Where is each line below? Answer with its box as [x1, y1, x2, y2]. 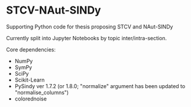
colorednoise [14, 95, 47, 102]
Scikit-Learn [14, 76, 45, 83]
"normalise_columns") [14, 89, 69, 96]
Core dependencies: [6, 46, 56, 53]
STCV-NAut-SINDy [6, 4, 102, 17]
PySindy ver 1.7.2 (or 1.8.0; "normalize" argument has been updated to [14, 82, 186, 89]
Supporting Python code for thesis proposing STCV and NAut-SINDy [6, 23, 173, 30]
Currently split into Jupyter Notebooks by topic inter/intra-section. [6, 34, 167, 41]
